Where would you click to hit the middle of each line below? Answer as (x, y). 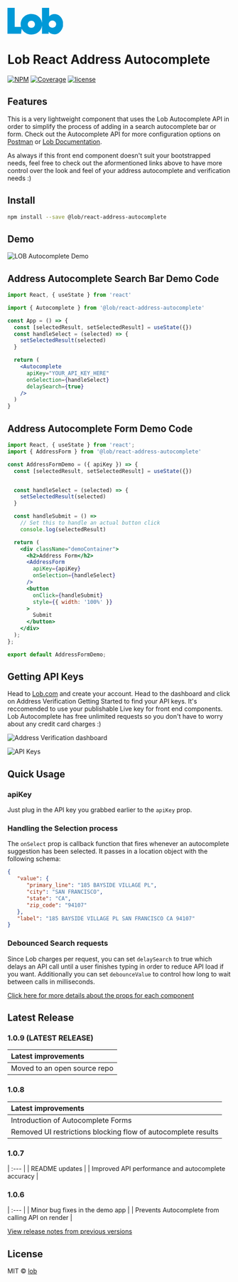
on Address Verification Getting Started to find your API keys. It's (102, 702)
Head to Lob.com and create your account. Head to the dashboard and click (119, 694)
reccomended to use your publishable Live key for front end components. (115, 709)
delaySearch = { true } (55, 386)
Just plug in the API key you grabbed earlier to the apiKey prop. (100, 810)
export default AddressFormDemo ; (57, 655)
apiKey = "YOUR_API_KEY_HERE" (68, 373)
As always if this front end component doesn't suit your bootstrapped (109, 155)
